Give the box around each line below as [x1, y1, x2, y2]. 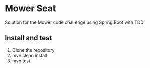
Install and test [5, 34, 52, 42]
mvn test [12, 58, 31, 64]
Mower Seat [5, 3, 56, 14]
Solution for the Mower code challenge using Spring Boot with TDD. [5, 19, 145, 25]
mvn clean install [12, 52, 47, 58]
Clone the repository [12, 47, 55, 53]
